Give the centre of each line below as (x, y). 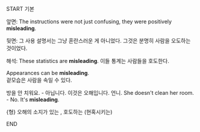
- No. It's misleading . (33, 100)
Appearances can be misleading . (48, 73)
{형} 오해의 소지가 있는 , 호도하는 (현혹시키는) (59, 112)
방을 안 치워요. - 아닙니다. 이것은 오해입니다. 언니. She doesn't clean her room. (100, 93)
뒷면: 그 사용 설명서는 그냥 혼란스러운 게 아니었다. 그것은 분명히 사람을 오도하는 (98, 40)
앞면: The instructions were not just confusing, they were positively (89, 22)
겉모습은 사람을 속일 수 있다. (39, 80)
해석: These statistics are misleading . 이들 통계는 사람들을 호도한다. (88, 61)
